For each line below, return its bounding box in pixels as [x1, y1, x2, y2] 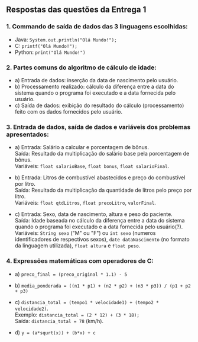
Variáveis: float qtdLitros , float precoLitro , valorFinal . [14, 199, 157, 207]
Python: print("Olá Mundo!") [14, 49, 86, 56]
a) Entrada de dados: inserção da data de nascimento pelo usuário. [14, 76, 178, 83]
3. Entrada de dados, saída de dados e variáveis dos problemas [6, 122, 191, 131]
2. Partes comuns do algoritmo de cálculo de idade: [6, 63, 157, 72]
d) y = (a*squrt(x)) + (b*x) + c [14, 328, 96, 336]
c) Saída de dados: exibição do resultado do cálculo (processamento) [14, 102, 184, 109]
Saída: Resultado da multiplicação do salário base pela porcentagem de [14, 150, 190, 157]
